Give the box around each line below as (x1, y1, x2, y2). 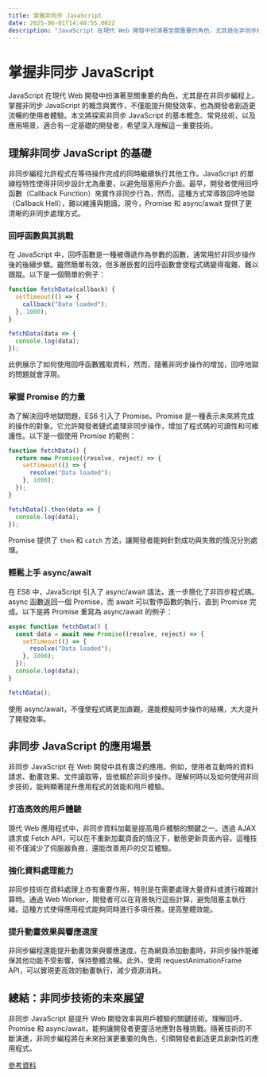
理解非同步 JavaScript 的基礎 (8, 146, 153, 160)
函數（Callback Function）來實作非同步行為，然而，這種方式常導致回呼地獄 (8, 188, 256, 199)
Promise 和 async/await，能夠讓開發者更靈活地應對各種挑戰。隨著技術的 (8, 1024, 246, 1033)
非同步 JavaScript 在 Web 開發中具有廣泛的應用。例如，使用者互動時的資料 (8, 762, 254, 772)
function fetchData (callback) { (8, 285, 115, 294)
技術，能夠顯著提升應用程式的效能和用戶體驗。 (14, 782, 168, 792)
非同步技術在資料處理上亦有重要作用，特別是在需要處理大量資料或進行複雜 (8, 885, 252, 894)
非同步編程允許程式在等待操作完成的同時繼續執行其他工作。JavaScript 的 (8, 169, 248, 179)
